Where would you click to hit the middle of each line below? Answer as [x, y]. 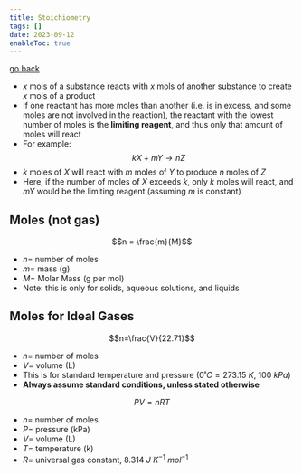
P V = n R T [152, 402]
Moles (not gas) [55, 219]
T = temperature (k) [58, 448]
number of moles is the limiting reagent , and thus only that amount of [152, 125]
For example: [47, 144]
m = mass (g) [46, 269]
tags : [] [26, 26]
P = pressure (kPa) [56, 429]
